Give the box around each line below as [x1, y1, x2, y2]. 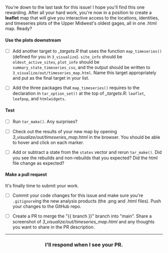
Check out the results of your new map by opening [12, 128, 117, 134]
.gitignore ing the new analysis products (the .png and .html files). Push [12, 198, 161, 204]
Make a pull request [5, 171, 47, 177]
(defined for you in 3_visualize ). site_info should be [12, 54, 122, 60]
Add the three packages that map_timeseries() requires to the [12, 85, 140, 91]
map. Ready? [5, 26, 32, 32]
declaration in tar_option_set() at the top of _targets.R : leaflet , [12, 90, 145, 97]
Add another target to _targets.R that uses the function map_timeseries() [12, 48, 162, 54]
